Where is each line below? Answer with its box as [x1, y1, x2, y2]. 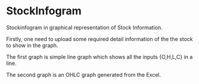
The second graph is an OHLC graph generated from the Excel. [6, 71, 161, 78]
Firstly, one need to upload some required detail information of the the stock [6, 35, 193, 42]
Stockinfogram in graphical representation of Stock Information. [6, 24, 163, 31]
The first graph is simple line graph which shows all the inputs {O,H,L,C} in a [6, 53, 193, 60]
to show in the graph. [6, 42, 58, 49]
